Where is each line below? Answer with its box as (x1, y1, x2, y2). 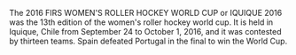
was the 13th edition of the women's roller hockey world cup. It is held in (9, 17, 274, 27)
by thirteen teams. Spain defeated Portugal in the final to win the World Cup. (9, 35, 288, 46)
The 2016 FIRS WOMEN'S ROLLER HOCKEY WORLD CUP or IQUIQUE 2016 (9, 8, 283, 18)
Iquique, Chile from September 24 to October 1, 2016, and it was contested (9, 27, 282, 36)
